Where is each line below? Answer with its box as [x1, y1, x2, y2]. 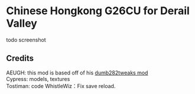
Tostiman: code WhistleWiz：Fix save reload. [6, 82, 116, 89]
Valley [6, 17, 37, 30]
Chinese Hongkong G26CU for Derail [6, 4, 190, 18]
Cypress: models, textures [6, 75, 70, 82]
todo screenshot [6, 36, 46, 43]
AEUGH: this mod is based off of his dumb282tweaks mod [6, 69, 148, 76]
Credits [6, 53, 34, 63]
